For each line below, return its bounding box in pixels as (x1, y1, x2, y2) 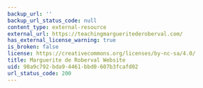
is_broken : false (7, 43, 59, 50)
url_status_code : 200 (7, 70, 72, 77)
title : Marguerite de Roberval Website (7, 57, 126, 64)
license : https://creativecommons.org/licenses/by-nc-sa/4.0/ (7, 50, 196, 57)
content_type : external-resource (7, 23, 107, 31)
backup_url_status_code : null (7, 17, 98, 24)
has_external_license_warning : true (7, 37, 116, 44)
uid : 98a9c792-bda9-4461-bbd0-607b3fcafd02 (7, 63, 139, 70)
